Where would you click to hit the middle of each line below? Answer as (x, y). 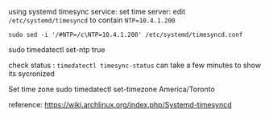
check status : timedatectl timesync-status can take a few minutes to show (135, 65)
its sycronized (31, 74)
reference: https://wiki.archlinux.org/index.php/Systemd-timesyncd (120, 105)
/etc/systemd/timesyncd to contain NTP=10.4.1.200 (92, 20)
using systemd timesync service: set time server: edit (97, 12)
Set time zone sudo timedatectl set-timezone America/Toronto (112, 89)
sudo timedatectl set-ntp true (57, 50)
